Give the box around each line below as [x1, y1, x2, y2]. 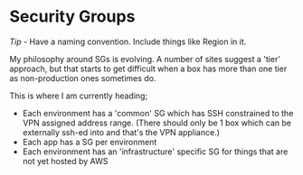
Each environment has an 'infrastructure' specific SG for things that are [22, 146, 289, 157]
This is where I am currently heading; [9, 90, 148, 101]
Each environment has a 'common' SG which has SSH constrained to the [22, 107, 294, 118]
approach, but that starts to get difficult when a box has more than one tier [9, 63, 288, 74]
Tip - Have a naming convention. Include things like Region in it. [9, 36, 247, 47]
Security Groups [9, 6, 136, 27]
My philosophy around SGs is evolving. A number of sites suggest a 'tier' [9, 53, 281, 64]
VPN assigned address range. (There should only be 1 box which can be [22, 117, 292, 128]
